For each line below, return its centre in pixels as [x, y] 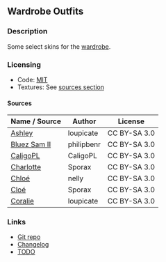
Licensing [24, 64]
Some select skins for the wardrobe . [59, 46]
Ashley [22, 133]
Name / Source [36, 121]
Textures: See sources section [60, 87]
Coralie [23, 201]
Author [84, 121]
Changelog [33, 245]
